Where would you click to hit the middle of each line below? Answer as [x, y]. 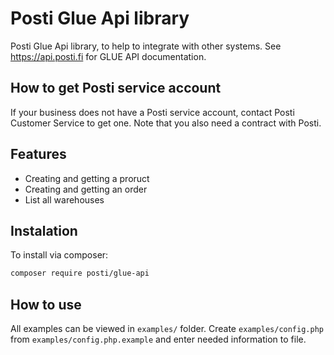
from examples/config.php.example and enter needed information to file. [158, 339]
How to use [46, 304]
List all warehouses [64, 199]
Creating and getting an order [86, 189]
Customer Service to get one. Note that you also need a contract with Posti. [166, 123]
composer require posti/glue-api [80, 273]
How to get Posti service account [116, 88]
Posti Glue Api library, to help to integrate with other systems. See [146, 46]
